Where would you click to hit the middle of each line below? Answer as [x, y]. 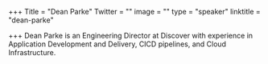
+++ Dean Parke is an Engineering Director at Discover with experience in [131, 36]
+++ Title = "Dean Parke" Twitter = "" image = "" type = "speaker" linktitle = [134, 12]
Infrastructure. [32, 52]
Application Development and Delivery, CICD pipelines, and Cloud [118, 44]
